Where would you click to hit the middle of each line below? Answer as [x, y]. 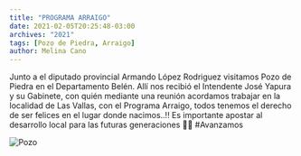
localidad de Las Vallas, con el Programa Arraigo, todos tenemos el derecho [150, 106]
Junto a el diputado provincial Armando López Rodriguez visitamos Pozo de [150, 77]
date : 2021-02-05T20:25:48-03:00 [72, 26]
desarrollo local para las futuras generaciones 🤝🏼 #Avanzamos [127, 125]
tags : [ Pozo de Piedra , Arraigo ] [72, 43]
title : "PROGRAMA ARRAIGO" [60, 18]
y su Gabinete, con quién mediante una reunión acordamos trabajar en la [145, 96]
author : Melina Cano [48, 51]
